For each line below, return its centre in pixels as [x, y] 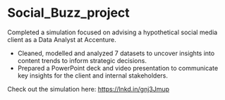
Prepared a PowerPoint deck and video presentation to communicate [118, 68]
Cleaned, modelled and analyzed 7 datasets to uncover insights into [116, 53]
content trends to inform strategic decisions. [82, 60]
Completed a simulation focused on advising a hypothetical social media [112, 32]
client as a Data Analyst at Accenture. [62, 39]
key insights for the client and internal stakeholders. [92, 76]
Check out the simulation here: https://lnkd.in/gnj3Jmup [89, 89]
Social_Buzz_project [69, 13]
